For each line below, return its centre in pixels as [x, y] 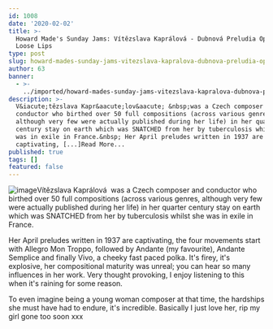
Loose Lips [34, 46]
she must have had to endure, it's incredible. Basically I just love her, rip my [134, 308]
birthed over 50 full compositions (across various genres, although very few [135, 199]
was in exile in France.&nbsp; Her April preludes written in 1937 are [140, 136]
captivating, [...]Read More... [71, 144]
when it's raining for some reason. [66, 284]
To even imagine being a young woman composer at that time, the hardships [136, 299]
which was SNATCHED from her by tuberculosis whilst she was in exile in [131, 216]
